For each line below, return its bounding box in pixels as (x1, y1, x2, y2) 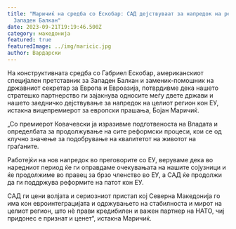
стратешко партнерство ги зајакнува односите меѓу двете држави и (7, 91, 214, 99)
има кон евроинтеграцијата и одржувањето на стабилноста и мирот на (7, 199, 223, 207)
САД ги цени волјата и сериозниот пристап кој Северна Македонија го (7, 191, 221, 200)
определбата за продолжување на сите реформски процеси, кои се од (7, 127, 223, 136)
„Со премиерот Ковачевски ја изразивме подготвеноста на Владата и (7, 119, 218, 128)
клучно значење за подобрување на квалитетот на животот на (7, 134, 197, 143)
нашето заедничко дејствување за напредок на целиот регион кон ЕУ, (7, 98, 219, 107)
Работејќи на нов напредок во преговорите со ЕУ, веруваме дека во (7, 155, 214, 164)
